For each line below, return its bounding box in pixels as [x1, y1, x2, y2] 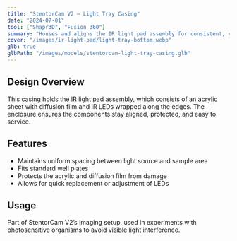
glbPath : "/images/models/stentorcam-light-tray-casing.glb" [7, 50, 191, 57]
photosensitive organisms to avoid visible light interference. [7, 225, 181, 234]
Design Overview [7, 76, 85, 88]
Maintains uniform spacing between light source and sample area [17, 156, 208, 165]
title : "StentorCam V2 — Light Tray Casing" [7, 10, 140, 18]
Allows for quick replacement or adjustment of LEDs [17, 179, 169, 187]
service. [7, 117, 31, 126]
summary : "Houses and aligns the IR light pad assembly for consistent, [7, 30, 226, 37]
